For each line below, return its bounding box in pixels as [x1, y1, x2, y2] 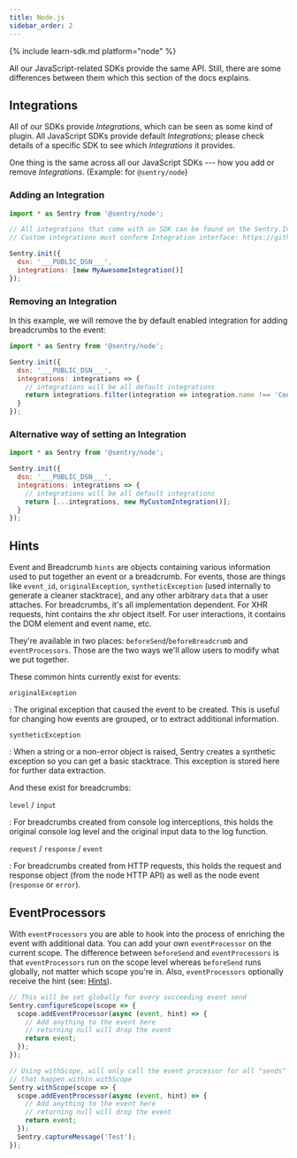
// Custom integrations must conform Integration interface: [9, 233, 240, 242]
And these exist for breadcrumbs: [9, 782, 132, 794]
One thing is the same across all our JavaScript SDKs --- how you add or [9, 157, 275, 168]
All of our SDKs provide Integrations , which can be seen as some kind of [9, 121, 273, 132]
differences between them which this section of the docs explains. [9, 72, 252, 82]
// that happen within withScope [9, 1075, 133, 1084]
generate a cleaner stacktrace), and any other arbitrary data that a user [9, 591, 269, 601]
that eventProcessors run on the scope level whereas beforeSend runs [9, 957, 262, 967]
